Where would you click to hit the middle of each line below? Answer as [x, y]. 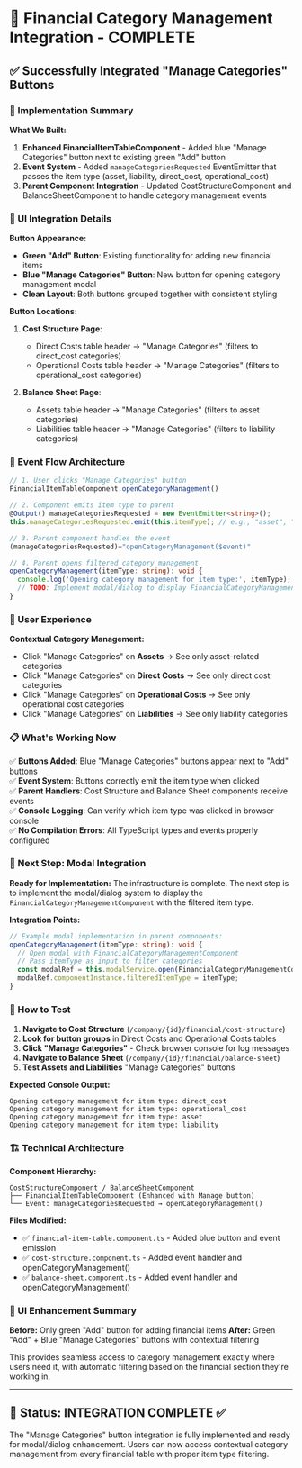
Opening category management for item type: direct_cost [118, 1101]
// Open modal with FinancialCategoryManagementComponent [129, 953]
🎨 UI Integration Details [61, 218]
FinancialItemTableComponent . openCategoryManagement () [114, 489]
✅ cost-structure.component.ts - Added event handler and [132, 1257]
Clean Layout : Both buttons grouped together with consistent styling [150, 294]
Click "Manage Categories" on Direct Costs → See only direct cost [146, 675]
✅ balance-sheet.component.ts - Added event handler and [130, 1277]
